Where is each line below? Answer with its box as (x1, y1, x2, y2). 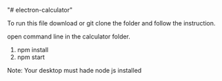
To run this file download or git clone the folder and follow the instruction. (7, 19, 216, 27)
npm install (17, 46, 49, 54)
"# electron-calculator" (7, 6, 73, 14)
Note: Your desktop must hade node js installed (7, 67, 142, 74)
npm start (17, 53, 45, 61)
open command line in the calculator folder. (7, 32, 131, 40)
